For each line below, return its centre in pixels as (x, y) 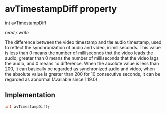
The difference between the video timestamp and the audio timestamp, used (83, 42)
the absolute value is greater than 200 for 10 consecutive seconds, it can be (83, 74)
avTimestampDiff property (61, 9)
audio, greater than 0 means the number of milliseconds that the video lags (82, 58)
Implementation (30, 95)
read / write (17, 32)
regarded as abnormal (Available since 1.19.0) (51, 79)
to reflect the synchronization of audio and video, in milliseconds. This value (83, 47)
